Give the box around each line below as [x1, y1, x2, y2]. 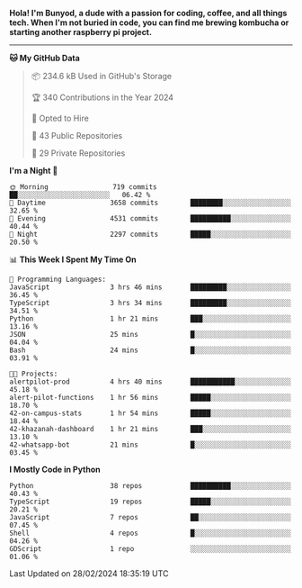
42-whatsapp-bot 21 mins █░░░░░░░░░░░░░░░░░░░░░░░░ [9, 440, 292, 449]
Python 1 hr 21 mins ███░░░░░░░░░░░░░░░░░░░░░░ [9, 314, 292, 323]
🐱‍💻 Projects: [9, 369, 58, 378]
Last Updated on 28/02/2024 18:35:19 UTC [9, 568, 169, 579]
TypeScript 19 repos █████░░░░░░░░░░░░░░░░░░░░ [9, 497, 292, 506]
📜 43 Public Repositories [31, 131, 123, 140]
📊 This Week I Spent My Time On [9, 254, 137, 265]
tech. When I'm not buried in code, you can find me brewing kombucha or [9, 17, 289, 28]
